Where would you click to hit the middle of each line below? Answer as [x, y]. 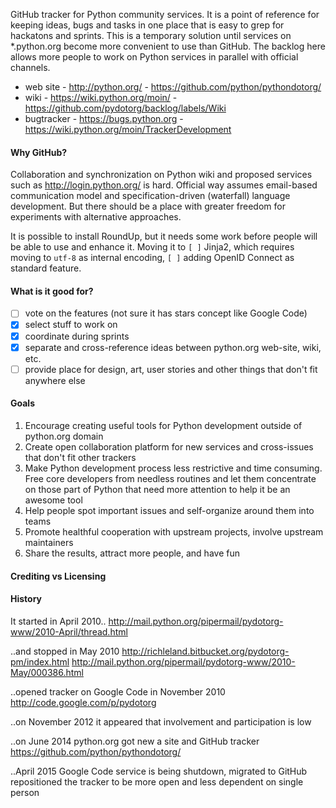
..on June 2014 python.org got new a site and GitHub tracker [135, 741]
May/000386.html [47, 672]
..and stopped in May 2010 [65, 651]
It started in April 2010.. [58, 621]
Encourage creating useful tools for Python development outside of [163, 425]
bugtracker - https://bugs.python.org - [104, 118]
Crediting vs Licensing [58, 576]
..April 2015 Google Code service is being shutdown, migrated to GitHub [159, 771]
